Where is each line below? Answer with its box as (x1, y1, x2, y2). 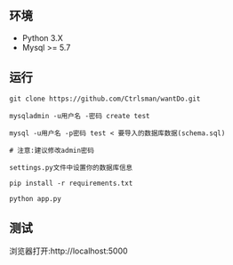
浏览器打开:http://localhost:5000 (9, 245, 128, 256)
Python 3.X (21, 32, 64, 43)
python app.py (9, 194, 62, 203)
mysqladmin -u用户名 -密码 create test (9, 111, 150, 120)
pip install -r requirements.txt (9, 179, 133, 188)
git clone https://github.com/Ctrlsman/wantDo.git (9, 94, 201, 103)
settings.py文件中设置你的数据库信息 (9, 163, 133, 172)
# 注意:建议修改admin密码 (9, 146, 95, 155)
